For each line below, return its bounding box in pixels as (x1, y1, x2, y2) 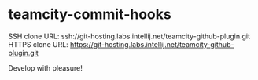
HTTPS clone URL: (8, 39, 68, 49)
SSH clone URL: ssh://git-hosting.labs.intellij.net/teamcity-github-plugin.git (8, 31, 250, 41)
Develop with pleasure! (8, 63, 83, 72)
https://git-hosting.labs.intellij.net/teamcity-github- (69, 39, 234, 49)
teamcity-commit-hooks (8, 5, 171, 24)
